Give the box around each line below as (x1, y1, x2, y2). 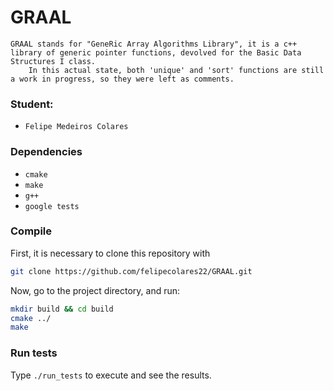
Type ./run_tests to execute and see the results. (10, 369, 212, 381)
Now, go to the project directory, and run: (10, 284, 181, 296)
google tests (24, 201, 80, 211)
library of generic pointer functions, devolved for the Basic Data (10, 47, 302, 58)
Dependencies (10, 145, 83, 159)
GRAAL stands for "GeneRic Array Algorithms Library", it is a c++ (10, 39, 298, 49)
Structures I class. (10, 56, 97, 66)
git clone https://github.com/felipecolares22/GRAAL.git (10, 266, 253, 276)
